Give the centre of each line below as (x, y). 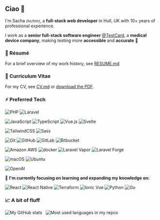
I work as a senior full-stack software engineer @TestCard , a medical (76, 35)
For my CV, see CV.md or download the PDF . (49, 87)
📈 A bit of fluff (23, 200)
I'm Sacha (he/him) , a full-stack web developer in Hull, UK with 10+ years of (80, 20)
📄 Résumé (17, 53)
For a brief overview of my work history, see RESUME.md (62, 64)
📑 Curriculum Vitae (28, 76)
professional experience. (30, 26)
